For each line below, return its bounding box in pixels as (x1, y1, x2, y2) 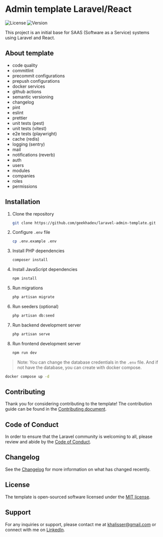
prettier (12, 115, 28, 121)
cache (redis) (12, 136, 39, 142)
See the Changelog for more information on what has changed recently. (5, 466, 151, 472)
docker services (12, 83, 45, 89)
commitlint (12, 67, 34, 73)
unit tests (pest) (12, 120, 44, 126)
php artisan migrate (12, 295, 55, 300)
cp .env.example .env (12, 239, 57, 244)
